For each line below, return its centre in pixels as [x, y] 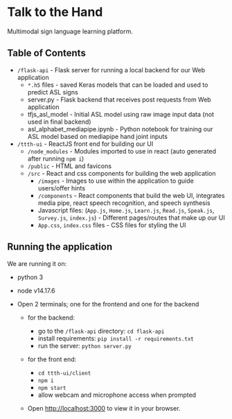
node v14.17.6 [36, 290]
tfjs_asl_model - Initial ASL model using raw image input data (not [121, 114]
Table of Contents [47, 53]
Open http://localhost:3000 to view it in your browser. [104, 408]
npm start [52, 388]
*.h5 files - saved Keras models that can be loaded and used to [118, 85]
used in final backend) [59, 122]
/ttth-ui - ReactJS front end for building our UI [85, 144]
